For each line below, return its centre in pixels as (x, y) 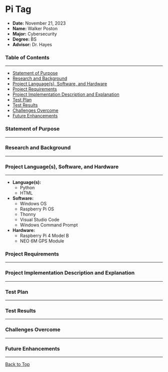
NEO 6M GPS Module (42, 241)
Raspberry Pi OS (37, 209)
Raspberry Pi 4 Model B (44, 236)
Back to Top (17, 364)
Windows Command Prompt (49, 225)
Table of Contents (27, 57)
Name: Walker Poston (35, 28)
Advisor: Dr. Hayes (32, 44)
